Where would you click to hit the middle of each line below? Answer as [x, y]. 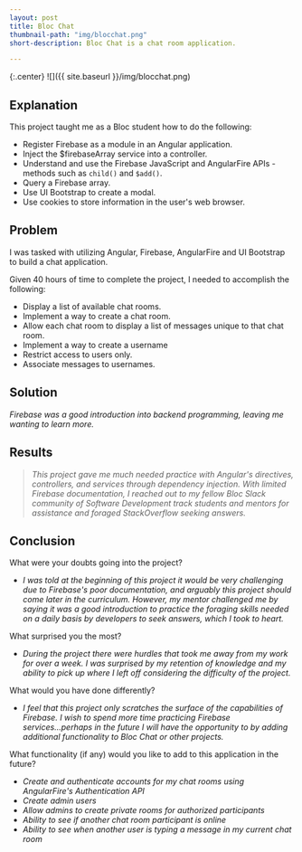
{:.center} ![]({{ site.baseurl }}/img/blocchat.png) [100, 77]
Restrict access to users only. [77, 355]
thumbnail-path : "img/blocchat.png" [78, 34]
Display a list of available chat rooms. [92, 306]
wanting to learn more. [52, 424]
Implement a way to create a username [95, 345]
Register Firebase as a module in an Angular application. [127, 145]
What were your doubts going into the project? [96, 563]
